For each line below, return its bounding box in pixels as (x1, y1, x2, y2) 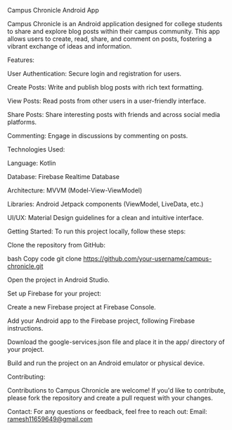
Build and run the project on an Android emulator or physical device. (7, 359, 205, 367)
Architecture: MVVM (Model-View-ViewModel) (7, 186, 143, 195)
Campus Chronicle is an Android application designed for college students (7, 20, 223, 27)
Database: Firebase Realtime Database (7, 173, 120, 180)
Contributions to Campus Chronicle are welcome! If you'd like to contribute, (7, 386, 226, 394)
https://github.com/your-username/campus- (83, 254, 212, 263)
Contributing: (7, 373, 46, 381)
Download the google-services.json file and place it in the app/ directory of (7, 338, 225, 346)
